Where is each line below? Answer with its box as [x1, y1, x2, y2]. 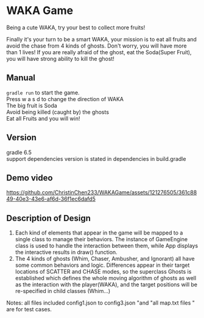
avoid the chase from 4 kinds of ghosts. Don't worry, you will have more [6, 42, 187, 49]
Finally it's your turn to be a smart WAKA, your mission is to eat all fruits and [6, 35, 197, 43]
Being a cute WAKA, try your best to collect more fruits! [6, 24, 146, 31]
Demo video [6, 172, 53, 183]
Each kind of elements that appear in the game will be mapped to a [15, 229, 183, 236]
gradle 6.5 [6, 149, 32, 156]
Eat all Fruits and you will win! [6, 115, 80, 122]
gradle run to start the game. [6, 89, 80, 96]
